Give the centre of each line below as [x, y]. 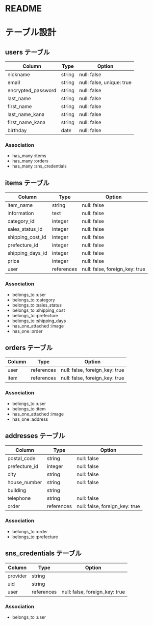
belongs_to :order [30, 531]
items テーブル [27, 183]
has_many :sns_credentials [39, 166]
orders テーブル [29, 347]
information [21, 213]
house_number [25, 482]
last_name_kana [26, 114]
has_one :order [27, 331]
